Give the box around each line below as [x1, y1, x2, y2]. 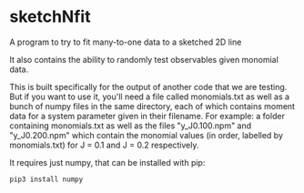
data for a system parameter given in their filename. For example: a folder [9, 110, 285, 121]
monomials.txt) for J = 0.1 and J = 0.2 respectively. [9, 139, 199, 150]
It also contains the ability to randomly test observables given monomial [9, 54, 279, 65]
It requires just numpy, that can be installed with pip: [9, 157, 206, 168]
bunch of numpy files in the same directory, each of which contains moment [9, 100, 296, 111]
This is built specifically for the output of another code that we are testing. [9, 81, 288, 92]
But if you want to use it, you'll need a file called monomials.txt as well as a [9, 91, 289, 102]
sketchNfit [9, 6, 91, 27]
